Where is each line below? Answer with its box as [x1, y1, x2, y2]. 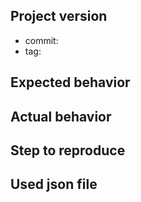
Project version [10, 8, 108, 25]
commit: [24, 34, 59, 46]
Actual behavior [10, 108, 112, 125]
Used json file [10, 176, 98, 193]
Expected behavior [10, 74, 131, 91]
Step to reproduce [10, 142, 126, 159]
